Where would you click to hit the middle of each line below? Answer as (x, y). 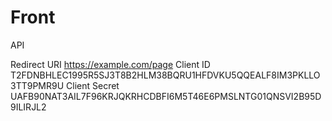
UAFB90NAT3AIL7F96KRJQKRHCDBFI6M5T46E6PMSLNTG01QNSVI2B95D (166, 96)
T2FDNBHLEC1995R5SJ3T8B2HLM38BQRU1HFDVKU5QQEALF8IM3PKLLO (165, 75)
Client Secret (93, 85)
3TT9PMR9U (37, 85)
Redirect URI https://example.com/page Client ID (110, 64)
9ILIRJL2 (28, 107)
